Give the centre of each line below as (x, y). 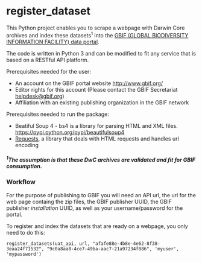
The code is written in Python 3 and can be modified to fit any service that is (101, 53)
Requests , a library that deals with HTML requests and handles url (97, 138)
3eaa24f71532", (25, 249)
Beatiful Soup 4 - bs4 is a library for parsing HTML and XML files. (96, 125)
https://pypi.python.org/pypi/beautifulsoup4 (70, 132)
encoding (27, 145)
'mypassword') (24, 254)
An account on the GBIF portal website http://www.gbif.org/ (89, 83)
